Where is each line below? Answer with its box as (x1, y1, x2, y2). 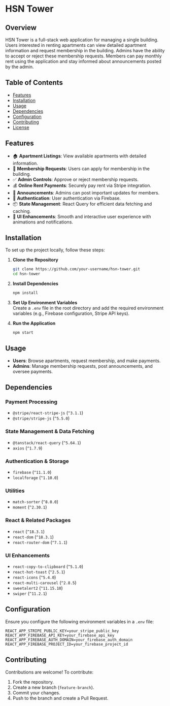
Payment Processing (5, 398, 57, 405)
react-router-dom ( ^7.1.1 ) (12, 539, 67, 545)
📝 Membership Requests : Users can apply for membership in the (12, 166, 150, 172)
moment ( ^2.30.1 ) (12, 504, 47, 510)
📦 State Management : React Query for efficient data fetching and (12, 201, 152, 207)
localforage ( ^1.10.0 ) (12, 474, 58, 480)
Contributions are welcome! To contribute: (5, 669, 94, 675)
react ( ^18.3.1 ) (12, 528, 45, 534)
